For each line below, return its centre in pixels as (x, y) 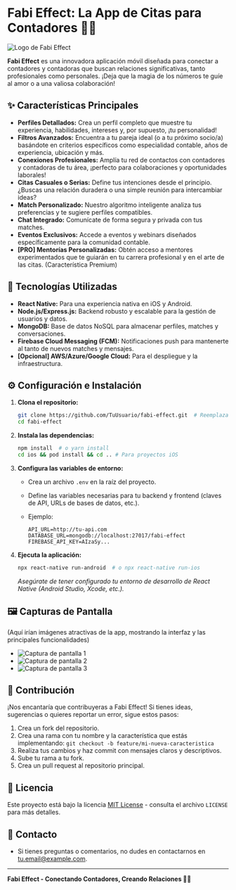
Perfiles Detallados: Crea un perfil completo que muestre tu (105, 122)
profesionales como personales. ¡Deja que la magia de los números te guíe (115, 76)
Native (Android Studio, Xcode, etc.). (71, 588)
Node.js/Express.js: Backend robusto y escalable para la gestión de (117, 311)
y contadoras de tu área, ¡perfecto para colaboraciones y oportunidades (122, 167)
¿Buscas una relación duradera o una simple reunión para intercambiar (120, 190)
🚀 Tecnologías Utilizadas (62, 287)
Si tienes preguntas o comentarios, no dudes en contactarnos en (111, 851)
